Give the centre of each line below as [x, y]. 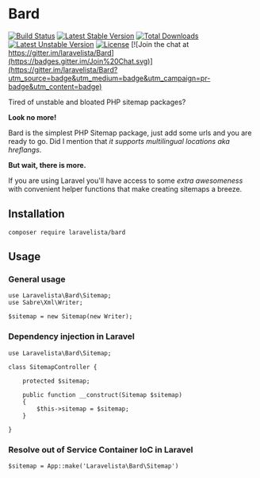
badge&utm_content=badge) [55, 86]
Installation [36, 214]
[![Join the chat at [160, 44]
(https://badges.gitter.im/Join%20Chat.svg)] [80, 61]
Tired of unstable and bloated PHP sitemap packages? [97, 102]
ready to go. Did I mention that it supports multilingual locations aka [119, 141]
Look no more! [32, 117]
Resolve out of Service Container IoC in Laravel [101, 449]
